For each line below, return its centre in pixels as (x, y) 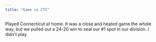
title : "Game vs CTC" (27, 10)
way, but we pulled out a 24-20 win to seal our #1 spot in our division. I (77, 29)
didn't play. (17, 34)
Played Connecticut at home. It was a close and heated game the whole (78, 24)
